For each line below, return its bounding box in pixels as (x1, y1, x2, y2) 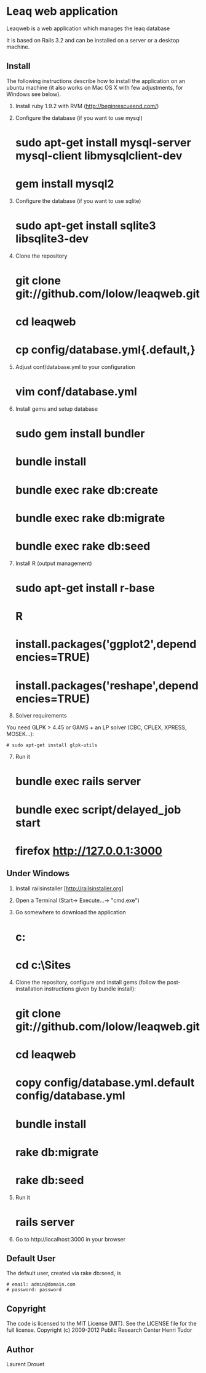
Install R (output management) (15, 560, 92, 567)
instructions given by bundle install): (44, 985, 137, 992)
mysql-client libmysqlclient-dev (15, 149, 183, 162)
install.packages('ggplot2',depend (15, 638, 197, 651)
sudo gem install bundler (15, 427, 145, 441)
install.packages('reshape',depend (15, 678, 199, 692)
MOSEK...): (6, 730, 34, 738)
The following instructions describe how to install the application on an (6, 77, 186, 84)
